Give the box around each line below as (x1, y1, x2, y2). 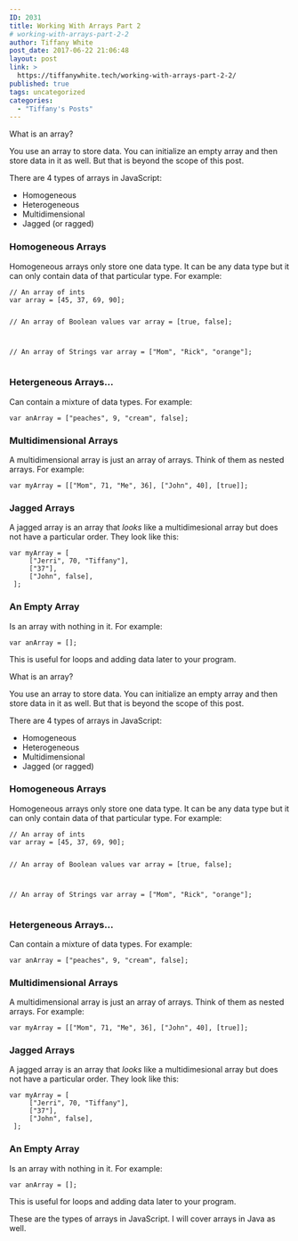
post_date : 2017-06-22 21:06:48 (9, 46, 129, 55)
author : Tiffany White (9, 37, 93, 47)
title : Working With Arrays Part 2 (9, 21, 141, 30)
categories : (9, 95, 53, 105)
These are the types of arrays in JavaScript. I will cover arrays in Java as (9, 1213, 276, 1224)
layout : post (9, 54, 58, 63)
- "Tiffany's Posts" (17, 104, 93, 113)
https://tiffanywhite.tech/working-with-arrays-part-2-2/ (17, 71, 238, 80)
